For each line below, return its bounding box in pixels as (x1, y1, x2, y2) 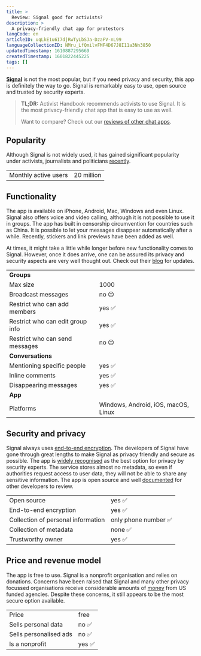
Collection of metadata (9, 525, 74, 534)
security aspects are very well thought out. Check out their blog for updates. (6, 257, 194, 265)
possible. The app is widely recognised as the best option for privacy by (6, 457, 184, 464)
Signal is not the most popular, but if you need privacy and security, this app (6, 76, 194, 83)
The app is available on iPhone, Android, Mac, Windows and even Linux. (6, 208, 184, 215)
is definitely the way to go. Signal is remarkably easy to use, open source (6, 82, 187, 89)
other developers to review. (6, 483, 74, 490)
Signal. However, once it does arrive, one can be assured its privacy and (6, 251, 184, 258)
